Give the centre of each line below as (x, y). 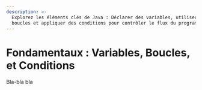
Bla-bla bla (20, 82)
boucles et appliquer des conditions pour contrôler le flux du (94, 23)
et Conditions (41, 65)
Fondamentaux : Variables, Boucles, (98, 52)
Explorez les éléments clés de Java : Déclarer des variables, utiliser (105, 17)
